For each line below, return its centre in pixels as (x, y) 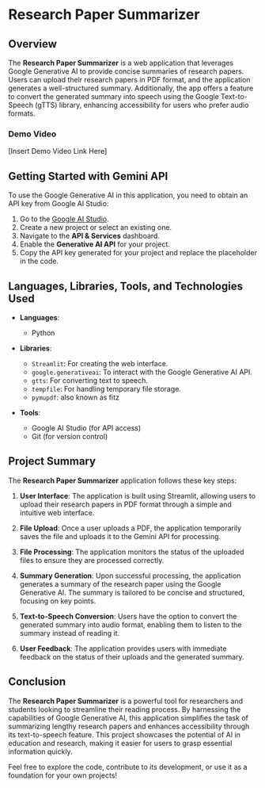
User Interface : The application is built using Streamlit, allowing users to (137, 495)
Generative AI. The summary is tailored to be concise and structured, (132, 592)
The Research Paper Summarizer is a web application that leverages (121, 63)
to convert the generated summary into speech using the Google (114, 96)
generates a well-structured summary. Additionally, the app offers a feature (131, 88)
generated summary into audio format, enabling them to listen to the (131, 625)
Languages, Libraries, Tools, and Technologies (126, 286)
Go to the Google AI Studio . (64, 219)
